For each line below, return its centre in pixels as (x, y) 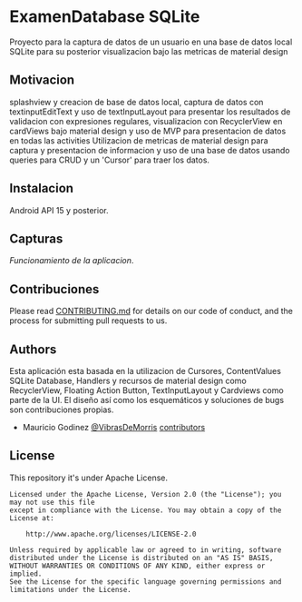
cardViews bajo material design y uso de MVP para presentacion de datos (148, 131)
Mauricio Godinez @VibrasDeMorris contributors (114, 427)
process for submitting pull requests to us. (88, 321)
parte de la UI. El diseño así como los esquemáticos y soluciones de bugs (146, 400)
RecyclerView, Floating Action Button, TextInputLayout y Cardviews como (146, 390)
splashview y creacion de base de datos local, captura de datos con (136, 102)
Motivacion (42, 80)
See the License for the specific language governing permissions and (146, 582)
